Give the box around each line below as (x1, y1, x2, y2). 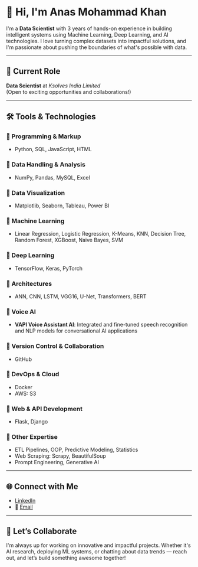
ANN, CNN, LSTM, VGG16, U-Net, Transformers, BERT (14, 292, 147, 300)
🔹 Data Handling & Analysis (6, 161, 85, 169)
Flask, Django (14, 418, 48, 425)
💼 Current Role (6, 66, 61, 76)
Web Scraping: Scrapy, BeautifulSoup (14, 452, 106, 460)
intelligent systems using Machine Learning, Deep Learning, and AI (6, 31, 169, 38)
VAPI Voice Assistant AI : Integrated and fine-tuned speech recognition (14, 321, 188, 328)
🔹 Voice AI (6, 307, 37, 315)
